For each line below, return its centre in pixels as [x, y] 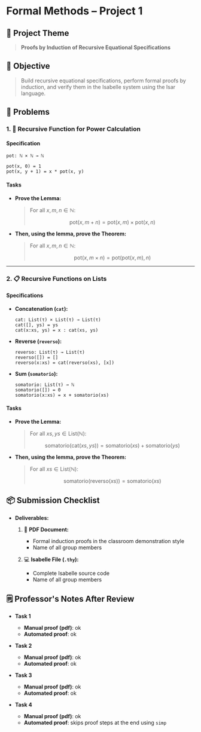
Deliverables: [32, 517]
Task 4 [23, 705]
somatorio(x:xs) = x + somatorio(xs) [62, 395]
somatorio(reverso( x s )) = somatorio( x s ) [112, 481]
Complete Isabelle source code [71, 573]
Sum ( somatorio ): [36, 373]
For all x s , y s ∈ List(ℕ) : [58, 433]
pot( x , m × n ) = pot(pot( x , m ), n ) [112, 258]
